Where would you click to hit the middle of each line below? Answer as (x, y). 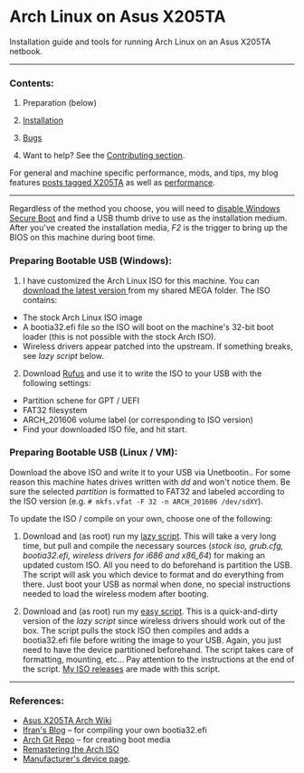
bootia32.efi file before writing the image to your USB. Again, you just (152, 640)
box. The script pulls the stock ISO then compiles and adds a (136, 630)
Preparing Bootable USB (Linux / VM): (94, 452)
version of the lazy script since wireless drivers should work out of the (154, 620)
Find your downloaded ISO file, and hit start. (104, 429)
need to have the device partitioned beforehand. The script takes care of (158, 649)
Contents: (32, 83)
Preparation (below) (60, 103)
